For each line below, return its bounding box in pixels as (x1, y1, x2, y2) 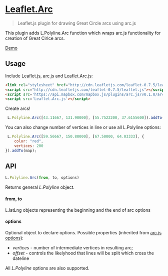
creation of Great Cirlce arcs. (5, 35, 65, 41)
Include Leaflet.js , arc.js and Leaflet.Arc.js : (5, 73, 93, 79)
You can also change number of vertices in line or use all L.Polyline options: (5, 124, 161, 130)
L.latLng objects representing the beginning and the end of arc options (5, 207, 151, 213)
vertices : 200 (14, 143, 43, 149)
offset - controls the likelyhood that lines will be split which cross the (12, 250, 154, 256)
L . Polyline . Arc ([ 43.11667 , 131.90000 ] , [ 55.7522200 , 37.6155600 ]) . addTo (7, 115, 162, 120)
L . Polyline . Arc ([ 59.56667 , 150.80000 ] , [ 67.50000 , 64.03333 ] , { (7, 134, 144, 139)
